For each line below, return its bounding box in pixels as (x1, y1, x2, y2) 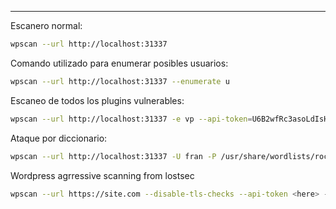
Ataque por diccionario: (10, 132, 108, 144)
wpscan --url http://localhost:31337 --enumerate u (10, 76, 230, 86)
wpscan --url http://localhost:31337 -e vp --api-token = (10, 114, 253, 124)
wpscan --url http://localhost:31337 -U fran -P (10, 151, 217, 161)
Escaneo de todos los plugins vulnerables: (10, 94, 185, 106)
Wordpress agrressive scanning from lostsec (10, 169, 195, 181)
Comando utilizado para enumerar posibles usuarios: (10, 57, 229, 69)
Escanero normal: (10, 20, 83, 31)
